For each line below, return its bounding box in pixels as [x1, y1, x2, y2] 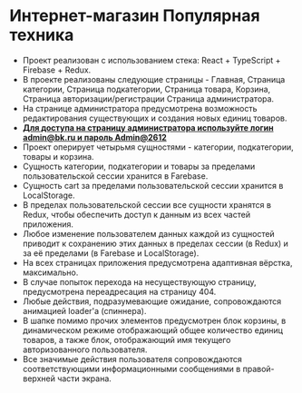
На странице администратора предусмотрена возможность [22, 103, 258, 113]
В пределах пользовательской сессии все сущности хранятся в [22, 199, 272, 210]
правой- [242, 363, 275, 374]
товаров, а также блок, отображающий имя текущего [22, 334, 231, 345]
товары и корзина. [22, 151, 94, 162]
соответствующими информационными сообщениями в [22, 363, 241, 374]
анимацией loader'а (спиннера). [22, 305, 147, 316]
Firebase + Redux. [22, 64, 92, 75]
